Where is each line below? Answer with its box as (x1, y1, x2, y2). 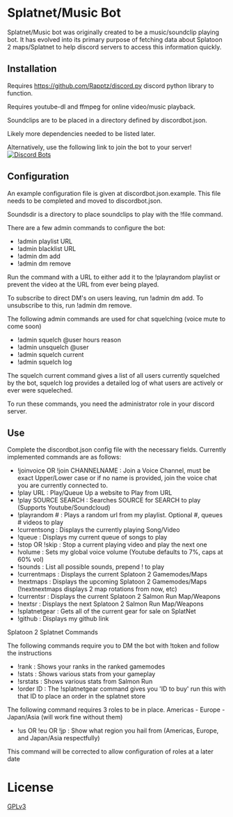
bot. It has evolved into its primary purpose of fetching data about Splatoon (7, 35, 223, 43)
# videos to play (17, 518, 64, 527)
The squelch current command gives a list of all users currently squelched (7, 371, 220, 379)
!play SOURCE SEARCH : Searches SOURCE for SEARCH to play (17, 496, 201, 505)
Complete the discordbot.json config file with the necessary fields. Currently (7, 445, 227, 454)
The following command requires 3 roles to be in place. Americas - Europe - (7, 705, 225, 714)
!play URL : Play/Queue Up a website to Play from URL (17, 489, 172, 497)
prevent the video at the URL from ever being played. (7, 280, 159, 289)
